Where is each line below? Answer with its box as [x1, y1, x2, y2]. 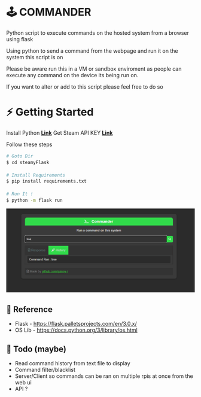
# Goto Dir [6, 153, 33, 159]
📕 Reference [6, 304, 53, 314]
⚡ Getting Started [6, 105, 94, 119]
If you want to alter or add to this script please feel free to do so [6, 83, 163, 90]
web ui [14, 379, 32, 386]
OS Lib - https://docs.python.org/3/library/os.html [14, 326, 138, 334]
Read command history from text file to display [14, 360, 130, 367]
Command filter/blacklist [14, 366, 76, 374]
